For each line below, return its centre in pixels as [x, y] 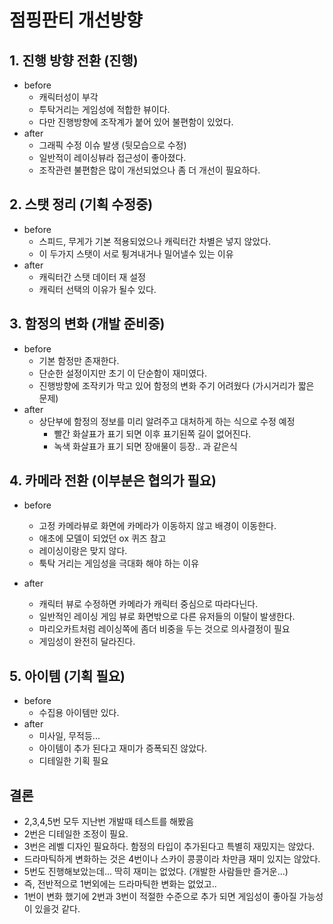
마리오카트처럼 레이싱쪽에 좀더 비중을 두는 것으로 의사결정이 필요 [164, 629]
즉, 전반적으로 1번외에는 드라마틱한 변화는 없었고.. [120, 884]
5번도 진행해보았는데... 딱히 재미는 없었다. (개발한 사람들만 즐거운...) [156, 872]
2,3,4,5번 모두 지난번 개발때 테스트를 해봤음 [108, 822]
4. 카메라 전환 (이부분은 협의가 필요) [113, 481]
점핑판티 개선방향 [76, 20]
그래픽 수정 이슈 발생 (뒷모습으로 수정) [112, 145]
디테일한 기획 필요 [73, 761]
